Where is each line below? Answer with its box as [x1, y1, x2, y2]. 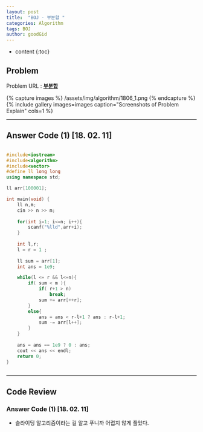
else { [28, 308, 42, 315]
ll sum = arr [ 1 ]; [17, 258, 61, 264]
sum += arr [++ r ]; [38, 297, 83, 303]
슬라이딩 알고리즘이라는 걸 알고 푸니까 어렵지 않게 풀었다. [14, 419, 149, 427]
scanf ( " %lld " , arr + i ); [28, 224, 83, 231]
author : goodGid [6, 31, 47, 38]
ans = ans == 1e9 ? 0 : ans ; [17, 342, 91, 348]
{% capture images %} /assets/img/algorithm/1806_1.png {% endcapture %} [6, 94, 196, 102]
